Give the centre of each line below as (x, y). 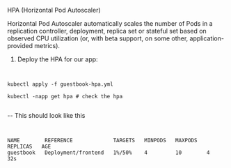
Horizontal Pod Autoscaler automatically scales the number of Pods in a (110, 23)
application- (207, 38)
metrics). (47, 46)
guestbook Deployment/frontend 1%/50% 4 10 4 (109, 153)
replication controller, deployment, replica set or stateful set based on (107, 31)
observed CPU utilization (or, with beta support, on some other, (98, 38)
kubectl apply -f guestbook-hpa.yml (60, 84)
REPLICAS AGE (29, 146)
